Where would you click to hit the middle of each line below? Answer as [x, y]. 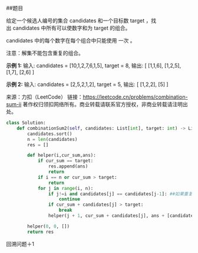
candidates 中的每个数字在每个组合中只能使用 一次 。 [71, 40]
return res [41, 232]
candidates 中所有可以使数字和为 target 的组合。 [72, 28]
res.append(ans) [68, 166]
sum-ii [14, 104]
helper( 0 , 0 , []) [48, 226]
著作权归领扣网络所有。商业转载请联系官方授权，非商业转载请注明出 [105, 104]
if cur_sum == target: [65, 161]
